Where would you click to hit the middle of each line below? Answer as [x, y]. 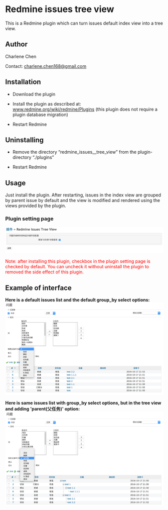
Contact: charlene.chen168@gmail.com [46, 66]
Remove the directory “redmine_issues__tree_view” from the [74, 152]
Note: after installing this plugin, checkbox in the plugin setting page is [78, 261]
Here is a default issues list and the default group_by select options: [77, 299]
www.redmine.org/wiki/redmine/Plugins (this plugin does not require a [85, 109]
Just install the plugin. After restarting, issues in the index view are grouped [83, 195]
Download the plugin [34, 94]
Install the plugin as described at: [47, 104]
